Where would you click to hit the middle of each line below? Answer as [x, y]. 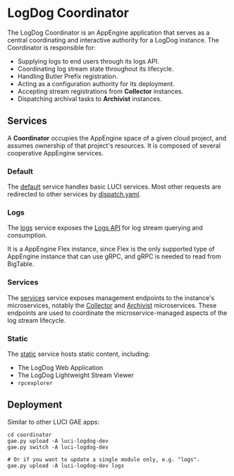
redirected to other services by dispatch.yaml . [74, 194]
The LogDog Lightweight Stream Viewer [75, 375]
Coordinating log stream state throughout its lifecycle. [96, 69]
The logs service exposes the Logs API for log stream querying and [105, 228]
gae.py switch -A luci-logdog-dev [58, 447]
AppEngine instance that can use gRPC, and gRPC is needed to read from [114, 256]
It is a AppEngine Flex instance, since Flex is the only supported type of [111, 249]
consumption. [27, 235]
